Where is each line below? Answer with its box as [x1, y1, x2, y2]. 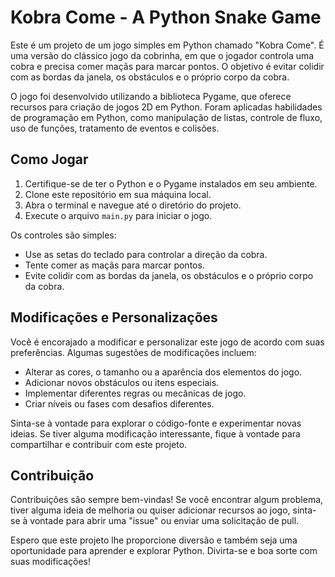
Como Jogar [10, 151, 89, 168]
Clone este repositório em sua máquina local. [24, 188, 212, 200]
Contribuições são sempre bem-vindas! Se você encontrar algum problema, [10, 494, 324, 506]
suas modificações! [10, 556, 92, 568]
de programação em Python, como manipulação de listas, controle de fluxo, [10, 111, 323, 123]
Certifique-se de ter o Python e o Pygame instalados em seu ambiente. [24, 177, 318, 190]
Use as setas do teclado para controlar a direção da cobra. [24, 248, 268, 260]
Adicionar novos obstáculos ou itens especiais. [24, 376, 220, 388]
